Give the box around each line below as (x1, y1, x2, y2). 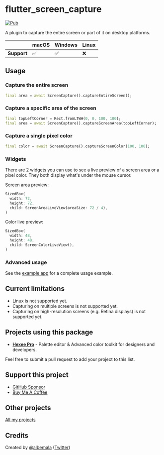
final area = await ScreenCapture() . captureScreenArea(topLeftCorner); (5, 120, 157, 125)
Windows (54, 41, 78, 48)
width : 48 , (9, 233, 32, 238)
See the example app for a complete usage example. (5, 270, 113, 276)
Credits (5, 431, 29, 440)
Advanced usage (5, 259, 47, 266)
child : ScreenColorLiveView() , (9, 242, 75, 247)
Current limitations (5, 285, 65, 293)
